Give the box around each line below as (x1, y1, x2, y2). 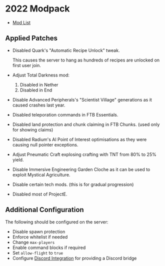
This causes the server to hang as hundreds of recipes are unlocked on (12, 57, 160, 63)
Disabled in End (19, 87, 52, 93)
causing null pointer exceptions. (12, 141, 78, 147)
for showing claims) (12, 126, 53, 132)
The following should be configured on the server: (5, 218, 108, 225)
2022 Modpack (5, 3, 70, 14)
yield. (12, 156, 24, 162)
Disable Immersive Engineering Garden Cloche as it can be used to (12, 166, 150, 172)
